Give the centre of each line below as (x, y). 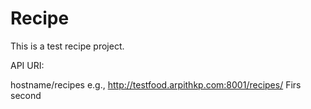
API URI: (27, 65)
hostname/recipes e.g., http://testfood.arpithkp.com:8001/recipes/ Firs (156, 84)
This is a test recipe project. (67, 46)
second (26, 95)
